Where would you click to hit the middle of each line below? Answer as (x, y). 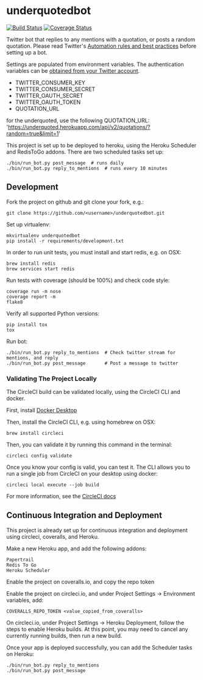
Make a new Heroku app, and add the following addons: (77, 549)
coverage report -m (31, 297)
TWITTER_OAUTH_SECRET (49, 95)
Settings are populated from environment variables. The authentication (95, 64)
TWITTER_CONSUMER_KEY (50, 83)
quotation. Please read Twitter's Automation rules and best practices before (101, 46)
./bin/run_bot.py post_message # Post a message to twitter (92, 363)
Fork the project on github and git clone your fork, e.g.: (75, 202)
